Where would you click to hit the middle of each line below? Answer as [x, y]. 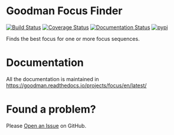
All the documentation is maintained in [52, 79]
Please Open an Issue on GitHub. [46, 126]
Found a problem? [51, 109]
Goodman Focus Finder [64, 11]
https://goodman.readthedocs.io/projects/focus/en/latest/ [76, 85]
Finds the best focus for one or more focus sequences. [73, 38]
